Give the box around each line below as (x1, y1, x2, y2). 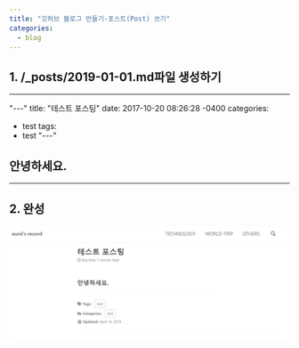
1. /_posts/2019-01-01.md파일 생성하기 (9, 69, 222, 85)
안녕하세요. (9, 158, 68, 174)
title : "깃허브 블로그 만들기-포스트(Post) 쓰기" (9, 14, 171, 23)
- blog (17, 33, 42, 42)
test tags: (21, 121, 57, 132)
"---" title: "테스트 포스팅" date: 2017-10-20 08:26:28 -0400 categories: (9, 103, 270, 114)
